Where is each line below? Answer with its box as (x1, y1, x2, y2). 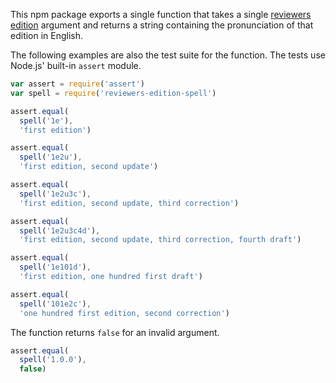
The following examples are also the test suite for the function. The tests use (10, 49, 326, 61)
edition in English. (10, 30, 84, 41)
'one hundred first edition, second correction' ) (19, 308, 230, 318)
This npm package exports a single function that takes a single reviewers (10, 9, 312, 20)
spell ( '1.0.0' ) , (19, 355, 87, 365)
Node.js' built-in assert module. (10, 60, 142, 71)
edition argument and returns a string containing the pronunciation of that (10, 19, 314, 31)
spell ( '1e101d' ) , (19, 262, 92, 273)
